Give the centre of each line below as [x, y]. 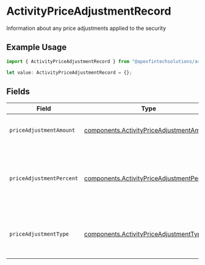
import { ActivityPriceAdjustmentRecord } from [68, 61]
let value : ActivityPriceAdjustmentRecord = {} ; [69, 72]
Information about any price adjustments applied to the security [86, 28]
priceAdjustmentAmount [42, 130]
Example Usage [37, 47]
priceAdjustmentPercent [44, 179]
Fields [18, 91]
